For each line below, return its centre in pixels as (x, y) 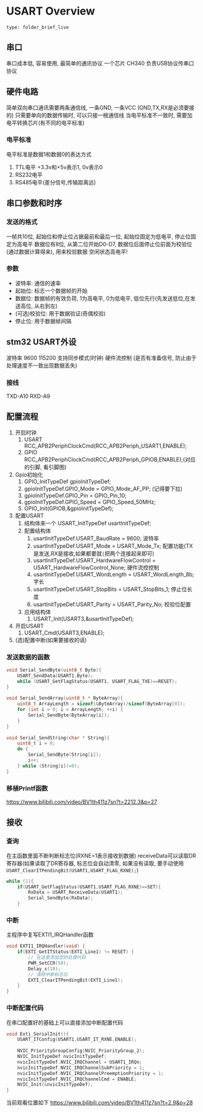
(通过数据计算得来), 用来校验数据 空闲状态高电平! (67, 251)
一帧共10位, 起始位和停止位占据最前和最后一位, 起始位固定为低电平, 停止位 (98, 236)
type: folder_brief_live (38, 27)
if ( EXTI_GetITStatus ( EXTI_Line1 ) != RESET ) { (76, 952)
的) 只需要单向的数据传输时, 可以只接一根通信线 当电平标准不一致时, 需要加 (99, 115)
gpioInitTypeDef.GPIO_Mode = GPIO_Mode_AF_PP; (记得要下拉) (103, 488)
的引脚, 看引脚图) (45, 467)
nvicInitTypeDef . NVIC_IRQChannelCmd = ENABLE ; (77, 1079)
